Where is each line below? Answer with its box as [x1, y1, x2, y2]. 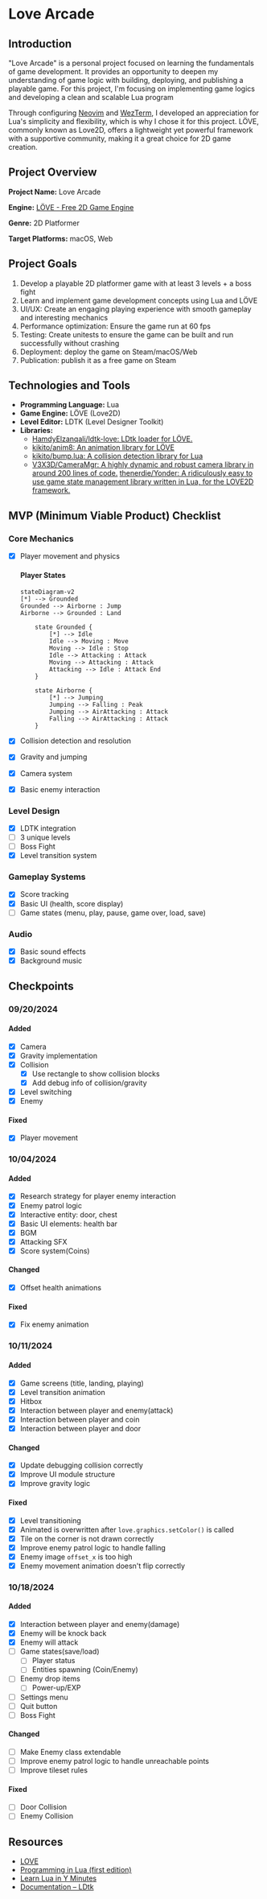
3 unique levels [19, 832, 71, 842]
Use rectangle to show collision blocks [31, 1068, 160, 1079]
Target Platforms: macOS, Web [8, 233, 113, 243]
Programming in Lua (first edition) [19, 1865, 132, 1875]
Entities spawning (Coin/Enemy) [31, 1665, 138, 1674]
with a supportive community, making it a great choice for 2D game [8, 134, 232, 143]
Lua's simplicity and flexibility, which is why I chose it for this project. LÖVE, [8, 117, 260, 126]
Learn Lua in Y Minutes [19, 1873, 97, 1884]
